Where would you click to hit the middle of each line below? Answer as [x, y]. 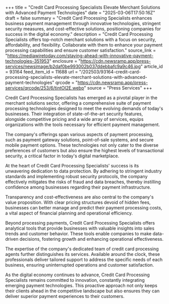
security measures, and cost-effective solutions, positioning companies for [83, 29]
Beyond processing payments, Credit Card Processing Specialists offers [80, 223]
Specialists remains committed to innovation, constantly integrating [75, 280]
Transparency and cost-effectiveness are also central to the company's [79, 197]
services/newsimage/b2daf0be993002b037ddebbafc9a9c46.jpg [73, 66]
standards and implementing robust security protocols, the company [76, 176]
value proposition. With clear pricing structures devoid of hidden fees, [78, 202]
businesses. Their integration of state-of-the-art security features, [74, 114]
